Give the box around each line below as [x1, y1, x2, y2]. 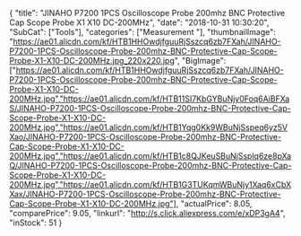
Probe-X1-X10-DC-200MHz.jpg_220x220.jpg [9, 56, 175, 66]
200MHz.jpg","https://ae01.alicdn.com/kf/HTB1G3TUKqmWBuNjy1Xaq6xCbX [9, 179, 292, 189]
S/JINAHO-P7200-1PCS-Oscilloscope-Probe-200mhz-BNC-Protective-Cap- [9, 103, 291, 113]
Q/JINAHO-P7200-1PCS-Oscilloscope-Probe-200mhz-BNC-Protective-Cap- [9, 161, 292, 170]
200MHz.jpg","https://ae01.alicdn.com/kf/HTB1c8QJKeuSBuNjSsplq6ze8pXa [9, 151, 292, 161]
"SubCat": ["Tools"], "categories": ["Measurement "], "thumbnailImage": [9, 27, 276, 37]
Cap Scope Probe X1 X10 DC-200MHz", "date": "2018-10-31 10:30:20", [9, 17, 270, 28]
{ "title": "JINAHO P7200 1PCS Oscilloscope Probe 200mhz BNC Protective [9, 8, 285, 18]
